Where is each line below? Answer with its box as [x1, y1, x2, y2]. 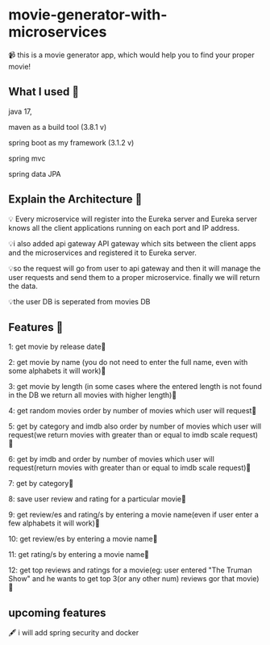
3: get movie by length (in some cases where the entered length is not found [8, 382, 262, 392]
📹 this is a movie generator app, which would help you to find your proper [8, 50, 255, 60]
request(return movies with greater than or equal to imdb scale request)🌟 [8, 463, 251, 473]
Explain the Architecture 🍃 [8, 192, 143, 207]
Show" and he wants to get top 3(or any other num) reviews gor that [8, 574, 235, 584]
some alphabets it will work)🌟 [8, 366, 106, 376]
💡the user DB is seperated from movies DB [8, 296, 151, 306]
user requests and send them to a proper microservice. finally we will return [8, 272, 260, 282]
